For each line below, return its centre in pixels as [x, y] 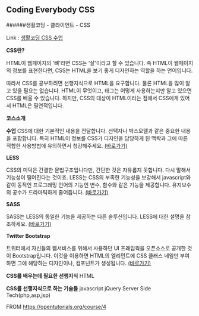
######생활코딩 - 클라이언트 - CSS [48, 25]
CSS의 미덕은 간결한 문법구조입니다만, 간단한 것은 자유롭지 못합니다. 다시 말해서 [99, 170]
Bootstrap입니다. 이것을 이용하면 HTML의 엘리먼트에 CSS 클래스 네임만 [96, 255]
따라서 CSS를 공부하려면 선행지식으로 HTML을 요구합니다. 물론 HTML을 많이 [95, 83]
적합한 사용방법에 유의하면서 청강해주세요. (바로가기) [67, 145]
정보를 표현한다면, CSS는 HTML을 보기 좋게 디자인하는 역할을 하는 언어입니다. [102, 70]
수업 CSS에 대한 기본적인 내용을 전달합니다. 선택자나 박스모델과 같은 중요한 [93, 131]
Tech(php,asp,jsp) [29, 295]
